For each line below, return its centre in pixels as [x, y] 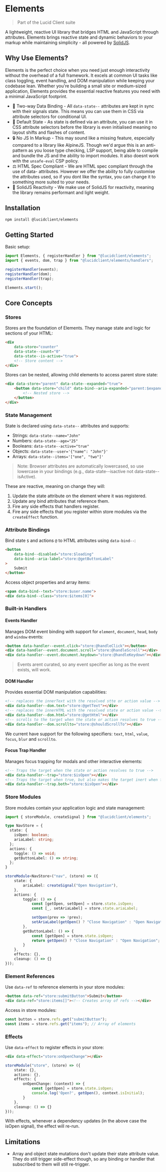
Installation [23, 208]
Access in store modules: [31, 1010]
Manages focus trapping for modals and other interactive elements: [74, 761]
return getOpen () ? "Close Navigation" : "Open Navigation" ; [96, 940]
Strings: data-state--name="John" [46, 436]
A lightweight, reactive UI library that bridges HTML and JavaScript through [82, 32]
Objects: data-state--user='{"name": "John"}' [60, 451]
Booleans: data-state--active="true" [51, 446]
